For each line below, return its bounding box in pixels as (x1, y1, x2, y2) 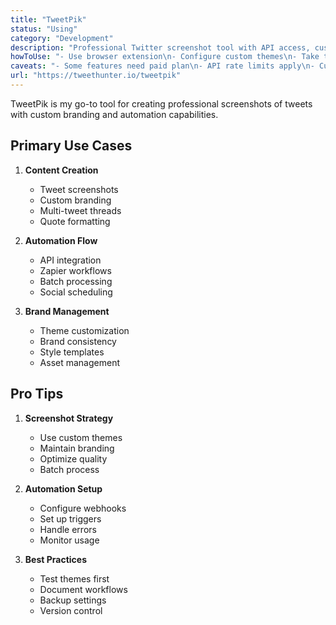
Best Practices (24, 553, 87, 565)
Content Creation (24, 164, 99, 176)
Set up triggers (39, 512, 102, 525)
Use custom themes (39, 431, 123, 443)
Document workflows (39, 583, 128, 595)
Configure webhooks (39, 502, 127, 514)
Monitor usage (39, 534, 100, 546)
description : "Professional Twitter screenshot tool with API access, (10, 42, 311, 53)
